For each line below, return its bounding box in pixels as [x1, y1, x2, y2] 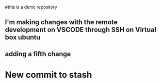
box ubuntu [5, 33, 41, 42]
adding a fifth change [5, 50, 71, 58]
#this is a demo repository [5, 4, 57, 10]
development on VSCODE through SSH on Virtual [5, 26, 157, 34]
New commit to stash [5, 69, 92, 80]
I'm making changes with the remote [5, 18, 118, 26]
